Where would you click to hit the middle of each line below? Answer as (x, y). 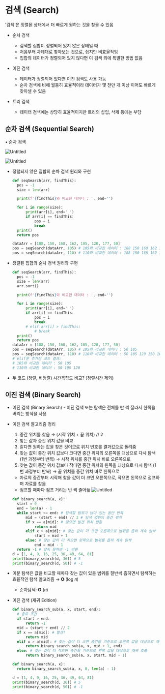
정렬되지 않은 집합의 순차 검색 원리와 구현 (52, 171)
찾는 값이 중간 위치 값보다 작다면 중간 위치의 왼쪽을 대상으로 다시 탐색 (86, 465)
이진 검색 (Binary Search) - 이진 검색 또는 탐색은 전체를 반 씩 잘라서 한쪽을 (84, 407)
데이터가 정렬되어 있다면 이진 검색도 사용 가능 (63, 79)
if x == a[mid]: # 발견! (41, 633)
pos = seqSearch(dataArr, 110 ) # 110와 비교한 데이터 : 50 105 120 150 (83, 354)
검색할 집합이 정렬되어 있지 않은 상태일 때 (59, 45)
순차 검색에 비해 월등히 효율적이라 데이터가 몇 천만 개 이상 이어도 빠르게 (88, 85)
